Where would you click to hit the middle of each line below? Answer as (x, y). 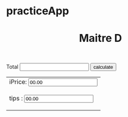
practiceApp (38, 11)
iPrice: (18, 82)
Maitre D (100, 39)
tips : (16, 98)
